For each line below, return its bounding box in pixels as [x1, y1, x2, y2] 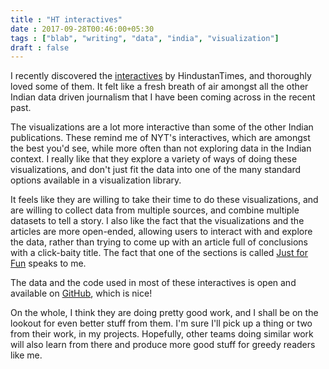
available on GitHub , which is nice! [10, 287, 153, 300]
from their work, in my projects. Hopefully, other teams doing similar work [10, 328, 314, 340]
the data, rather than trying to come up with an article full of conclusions [10, 236, 308, 248]
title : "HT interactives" [10, 14, 123, 25]
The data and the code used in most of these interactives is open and [10, 277, 297, 289]
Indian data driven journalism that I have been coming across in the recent [10, 91, 316, 103]
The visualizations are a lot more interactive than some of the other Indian [10, 121, 314, 133]
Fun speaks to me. [10, 257, 87, 270]
